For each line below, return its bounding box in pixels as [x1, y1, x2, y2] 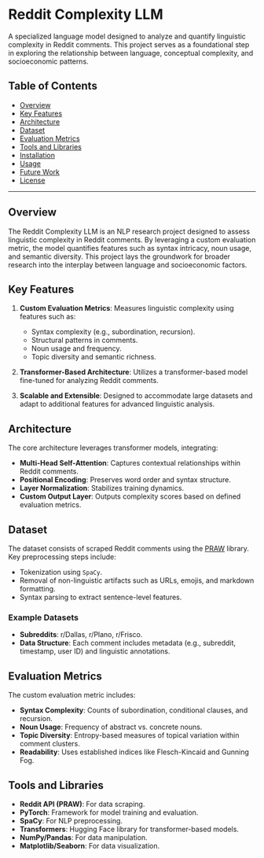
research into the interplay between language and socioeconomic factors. [8, 260, 247, 269]
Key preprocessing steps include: [8, 552, 116, 562]
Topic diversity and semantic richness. [31, 352, 157, 362]
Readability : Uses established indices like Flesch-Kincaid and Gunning [19, 747, 250, 757]
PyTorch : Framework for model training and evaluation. [19, 808, 199, 817]
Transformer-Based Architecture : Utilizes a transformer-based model [19, 367, 248, 377]
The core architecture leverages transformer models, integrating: [8, 443, 218, 453]
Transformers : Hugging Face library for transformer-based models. [19, 824, 240, 834]
